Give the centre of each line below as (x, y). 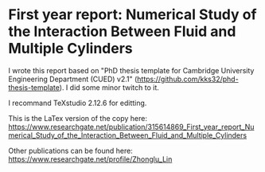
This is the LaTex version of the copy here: (78, 118)
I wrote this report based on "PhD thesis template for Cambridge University (131, 70)
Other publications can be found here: (70, 150)
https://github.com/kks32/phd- (187, 79)
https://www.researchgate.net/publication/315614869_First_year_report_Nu (131, 127)
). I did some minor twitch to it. (109, 87)
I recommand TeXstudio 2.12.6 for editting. (78, 103)
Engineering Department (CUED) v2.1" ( (73, 79)
